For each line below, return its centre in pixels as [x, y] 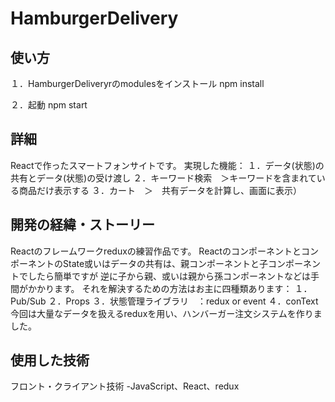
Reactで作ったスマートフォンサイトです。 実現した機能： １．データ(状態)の [167, 165]
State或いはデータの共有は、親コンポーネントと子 [165, 263]
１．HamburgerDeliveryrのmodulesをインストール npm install [137, 83]
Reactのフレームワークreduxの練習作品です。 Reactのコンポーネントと [156, 251]
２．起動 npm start [49, 105]
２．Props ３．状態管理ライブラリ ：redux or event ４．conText [183, 301]
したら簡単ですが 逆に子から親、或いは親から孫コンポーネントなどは [169, 276]
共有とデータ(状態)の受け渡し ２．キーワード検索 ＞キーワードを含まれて [163, 178]
